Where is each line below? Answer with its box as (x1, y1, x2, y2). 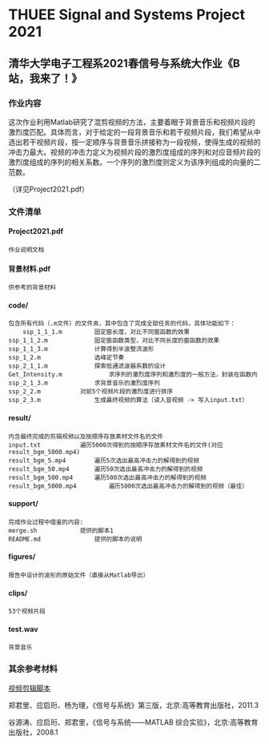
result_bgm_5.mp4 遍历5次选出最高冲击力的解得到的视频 (8, 456, 200, 464)
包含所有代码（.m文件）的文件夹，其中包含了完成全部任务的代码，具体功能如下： (8, 320, 236, 328)
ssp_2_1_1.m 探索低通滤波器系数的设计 (8, 362, 167, 370)
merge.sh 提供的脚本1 (8, 526, 114, 534)
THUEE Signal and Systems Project (8, 6, 246, 24)
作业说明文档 (8, 246, 45, 254)
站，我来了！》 (8, 71, 82, 85)
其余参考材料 (8, 663, 58, 674)
